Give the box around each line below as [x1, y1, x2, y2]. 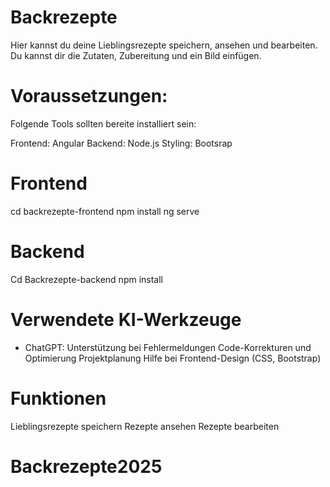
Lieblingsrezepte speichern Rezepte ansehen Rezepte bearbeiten [10, 420, 280, 432]
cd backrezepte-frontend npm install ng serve [10, 205, 200, 217]
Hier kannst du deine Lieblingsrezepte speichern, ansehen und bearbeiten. [10, 39, 318, 51]
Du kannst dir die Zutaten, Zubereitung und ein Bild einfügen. [10, 49, 262, 61]
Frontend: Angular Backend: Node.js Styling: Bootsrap [10, 137, 233, 149]
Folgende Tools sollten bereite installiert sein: [10, 117, 197, 130]
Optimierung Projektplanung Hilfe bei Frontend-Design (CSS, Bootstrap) [24, 352, 322, 364]
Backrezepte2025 [10, 455, 163, 478]
